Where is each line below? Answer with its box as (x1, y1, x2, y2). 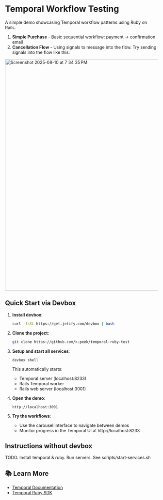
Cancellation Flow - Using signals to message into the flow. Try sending (12, 44, 157, 50)
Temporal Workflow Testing (5, 3, 119, 15)
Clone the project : (12, 330, 49, 336)
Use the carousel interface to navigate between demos (19, 422, 130, 428)
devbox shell (12, 358, 39, 362)
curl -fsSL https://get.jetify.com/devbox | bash (12, 321, 115, 326)
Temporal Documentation (12, 484, 63, 490)
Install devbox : (12, 312, 43, 318)
